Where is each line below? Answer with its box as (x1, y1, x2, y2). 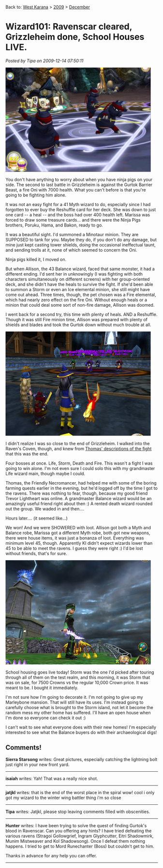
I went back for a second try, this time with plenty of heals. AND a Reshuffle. (5, 311, 158, 317)
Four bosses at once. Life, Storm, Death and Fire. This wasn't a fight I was (5, 460, 153, 466)
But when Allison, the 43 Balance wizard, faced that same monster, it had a (5, 266, 155, 272)
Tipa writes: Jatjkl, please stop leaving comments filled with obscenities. (5, 809, 150, 815)
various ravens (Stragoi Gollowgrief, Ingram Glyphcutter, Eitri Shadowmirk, (5, 833, 154, 839)
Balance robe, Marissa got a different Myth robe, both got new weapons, (5, 530, 150, 536)
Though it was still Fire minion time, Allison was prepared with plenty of (5, 316, 148, 322)
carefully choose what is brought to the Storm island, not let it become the (5, 704, 154, 710)
